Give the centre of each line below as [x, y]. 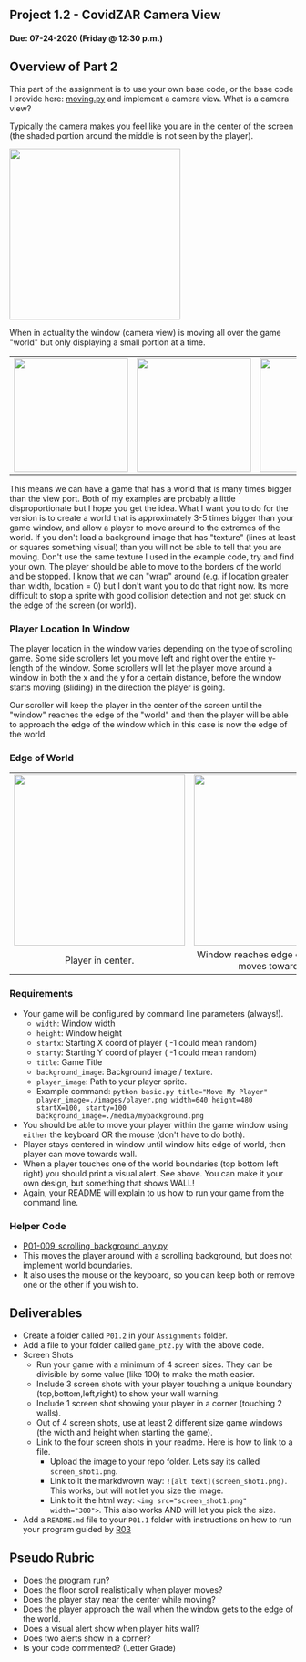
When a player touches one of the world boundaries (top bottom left [150, 1164]
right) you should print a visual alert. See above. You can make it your [153, 1173]
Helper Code [38, 1226]
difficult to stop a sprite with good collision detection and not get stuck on [148, 595]
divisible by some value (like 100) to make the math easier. [145, 1374]
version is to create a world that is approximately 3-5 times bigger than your [152, 517]
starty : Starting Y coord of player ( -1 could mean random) [147, 1052]
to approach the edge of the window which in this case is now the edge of [148, 725]
